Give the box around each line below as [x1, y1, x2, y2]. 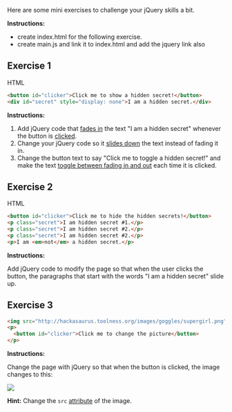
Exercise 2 [7, 181, 53, 192]
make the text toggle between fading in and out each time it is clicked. [17, 161, 217, 169]
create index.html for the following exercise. [17, 33, 143, 41]
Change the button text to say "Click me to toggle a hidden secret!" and [17, 154, 221, 162]
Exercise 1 [7, 60, 52, 72]
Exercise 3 [7, 299, 53, 311]
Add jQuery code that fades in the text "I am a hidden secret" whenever [17, 124, 221, 132]
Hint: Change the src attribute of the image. [7, 397, 133, 405]
